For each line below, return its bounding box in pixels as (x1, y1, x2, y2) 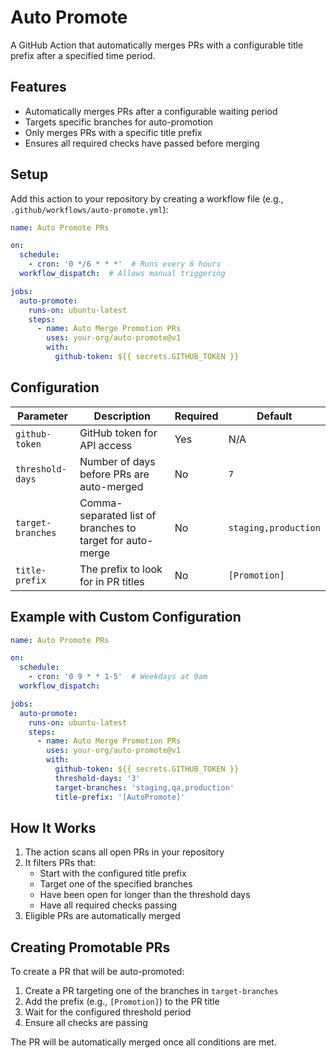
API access (79, 438, 133, 452)
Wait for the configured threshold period (24, 1006, 192, 1018)
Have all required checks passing (39, 899, 178, 911)
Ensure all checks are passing (24, 1017, 148, 1029)
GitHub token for (79, 426, 158, 440)
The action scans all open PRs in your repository (24, 846, 225, 858)
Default (256, 409, 293, 423)
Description (93, 409, 152, 423)
